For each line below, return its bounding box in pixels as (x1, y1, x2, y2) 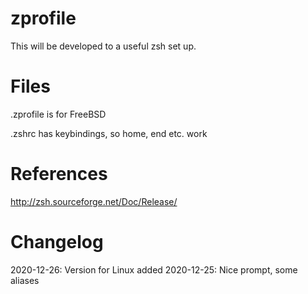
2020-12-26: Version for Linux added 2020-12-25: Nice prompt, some (10, 263, 298, 276)
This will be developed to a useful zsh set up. (10, 40, 197, 52)
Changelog (10, 231, 104, 253)
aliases (10, 274, 40, 286)
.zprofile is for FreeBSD (10, 108, 107, 120)
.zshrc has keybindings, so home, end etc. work (10, 127, 208, 139)
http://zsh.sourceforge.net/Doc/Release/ (10, 195, 178, 207)
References (10, 163, 108, 186)
